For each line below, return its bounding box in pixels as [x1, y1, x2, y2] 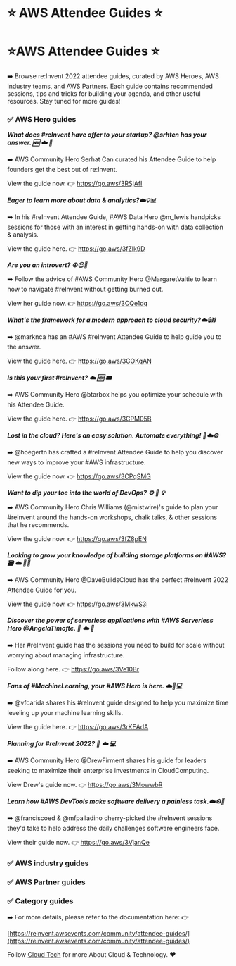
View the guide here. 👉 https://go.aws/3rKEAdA [7, 723, 149, 731]
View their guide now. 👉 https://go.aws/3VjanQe [7, 838, 150, 847]
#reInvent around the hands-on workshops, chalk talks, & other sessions [7, 513, 218, 521]
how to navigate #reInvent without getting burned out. [7, 285, 164, 294]
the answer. [7, 342, 41, 352]
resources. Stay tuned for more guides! [7, 97, 121, 106]
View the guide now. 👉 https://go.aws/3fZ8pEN [7, 535, 147, 543]
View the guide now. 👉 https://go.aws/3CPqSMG [7, 472, 151, 481]
